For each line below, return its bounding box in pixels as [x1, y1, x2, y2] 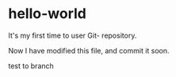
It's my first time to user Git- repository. [8, 31, 137, 40]
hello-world [8, 5, 87, 23]
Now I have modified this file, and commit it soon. [8, 46, 170, 55]
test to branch [8, 60, 54, 71]
